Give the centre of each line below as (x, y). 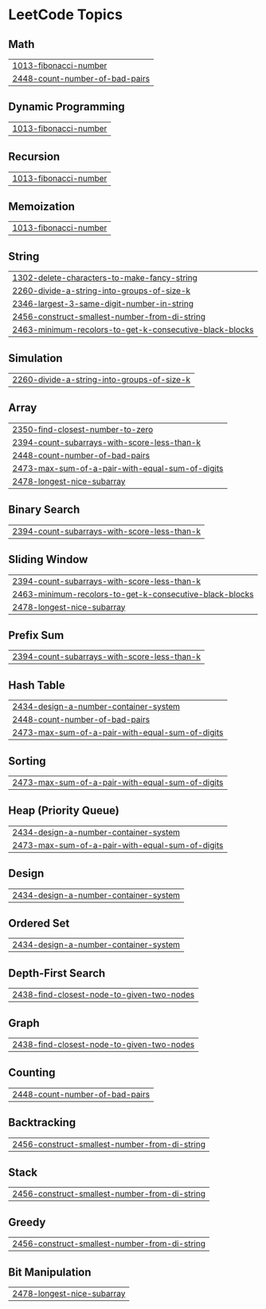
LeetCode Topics (66, 15)
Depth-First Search (57, 973)
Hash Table (37, 685)
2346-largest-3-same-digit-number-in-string (103, 303)
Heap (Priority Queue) (64, 811)
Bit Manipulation (50, 1272)
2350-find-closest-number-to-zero (83, 429)
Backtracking (42, 1123)
